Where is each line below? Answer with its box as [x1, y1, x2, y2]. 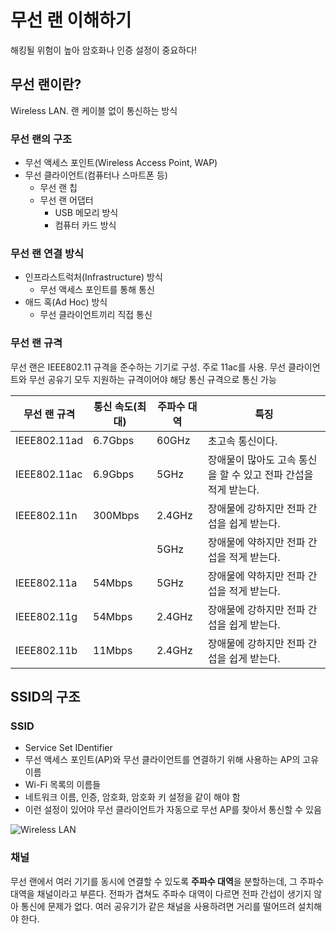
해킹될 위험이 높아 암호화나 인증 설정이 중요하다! [10, 44, 198, 56]
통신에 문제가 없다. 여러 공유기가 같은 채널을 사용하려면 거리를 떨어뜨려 [20, 900, 296, 912]
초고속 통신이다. [207, 434, 278, 448]
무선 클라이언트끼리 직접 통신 [39, 309, 153, 321]
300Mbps [93, 508, 140, 522]
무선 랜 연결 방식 [10, 246, 84, 260]
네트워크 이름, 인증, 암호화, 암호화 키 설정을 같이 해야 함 [24, 791, 241, 803]
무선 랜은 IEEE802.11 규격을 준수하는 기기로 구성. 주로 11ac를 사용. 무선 [10, 361, 287, 373]
